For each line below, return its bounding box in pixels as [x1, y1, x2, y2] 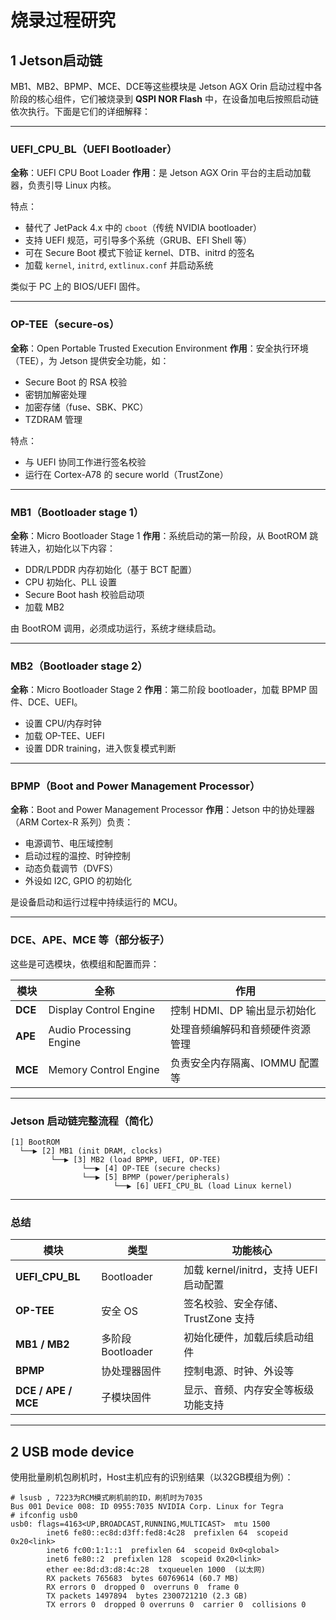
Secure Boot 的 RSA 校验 [24, 376, 128, 388]
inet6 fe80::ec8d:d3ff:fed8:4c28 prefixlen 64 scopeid [46, 1528, 288, 1538]
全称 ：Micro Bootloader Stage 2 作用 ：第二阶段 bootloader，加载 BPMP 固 [10, 684, 318, 696]
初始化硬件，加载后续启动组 [183, 1331, 315, 1345]
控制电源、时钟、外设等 [183, 1364, 295, 1378]
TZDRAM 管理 [24, 413, 83, 425]
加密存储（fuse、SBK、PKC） [24, 401, 149, 413]
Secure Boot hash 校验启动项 [24, 588, 145, 600]
